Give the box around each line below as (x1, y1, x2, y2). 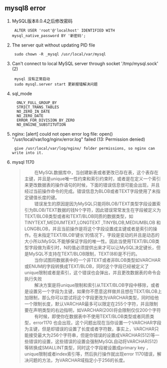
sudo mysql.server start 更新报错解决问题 (14, 82, 98, 87)
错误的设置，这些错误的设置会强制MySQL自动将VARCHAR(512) (28, 338, 158, 344)
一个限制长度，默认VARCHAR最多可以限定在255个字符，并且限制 (24, 300, 158, 307)
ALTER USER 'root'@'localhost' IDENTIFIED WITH (14, 28, 115, 33)
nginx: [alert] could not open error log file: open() (11, 131, 113, 137)
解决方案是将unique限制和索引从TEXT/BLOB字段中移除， (34, 282, 151, 288)
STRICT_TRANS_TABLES (16, 105, 59, 110)
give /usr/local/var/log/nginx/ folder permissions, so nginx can (14, 146, 155, 151)
